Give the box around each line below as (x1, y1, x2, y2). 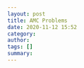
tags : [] (7, 43, 33, 50)
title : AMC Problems (7, 17, 68, 24)
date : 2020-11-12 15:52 (7, 23, 78, 30)
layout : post (7, 10, 46, 18)
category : (7, 30, 37, 38)
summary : (7, 50, 33, 57)
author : (7, 37, 30, 44)
